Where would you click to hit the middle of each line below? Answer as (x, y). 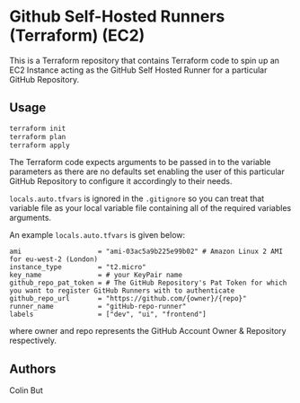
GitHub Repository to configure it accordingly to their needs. (121, 181)
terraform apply (40, 145)
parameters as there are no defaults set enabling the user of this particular (147, 171)
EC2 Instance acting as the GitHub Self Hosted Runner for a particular (138, 70)
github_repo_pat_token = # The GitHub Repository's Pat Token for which (148, 283)
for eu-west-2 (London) (54, 259)
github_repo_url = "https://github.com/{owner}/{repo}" (128, 299)
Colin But (26, 390)
